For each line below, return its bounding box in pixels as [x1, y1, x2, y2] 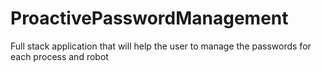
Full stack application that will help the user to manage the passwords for [10, 40, 312, 52]
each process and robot [10, 50, 109, 62]
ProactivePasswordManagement [10, 7, 289, 30]
